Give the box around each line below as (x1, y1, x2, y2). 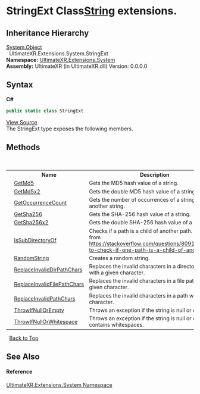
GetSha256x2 (14, 219, 49, 226)
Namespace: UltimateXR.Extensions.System (6, 57, 115, 63)
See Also (6, 351, 40, 361)
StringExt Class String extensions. (6, 4, 177, 18)
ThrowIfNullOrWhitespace (14, 318, 78, 325)
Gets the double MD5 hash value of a (89, 187, 180, 195)
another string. (89, 202, 125, 209)
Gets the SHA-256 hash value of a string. (89, 211, 191, 218)
